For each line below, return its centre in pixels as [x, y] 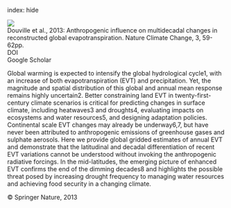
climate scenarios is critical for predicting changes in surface [118, 103]
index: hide [23, 10]
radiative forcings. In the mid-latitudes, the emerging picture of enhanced [112, 162]
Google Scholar [29, 60]
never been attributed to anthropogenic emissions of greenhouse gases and [116, 132]
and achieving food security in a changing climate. [79, 184]
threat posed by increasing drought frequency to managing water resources [115, 176]
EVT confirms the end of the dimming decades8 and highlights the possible [115, 169]
